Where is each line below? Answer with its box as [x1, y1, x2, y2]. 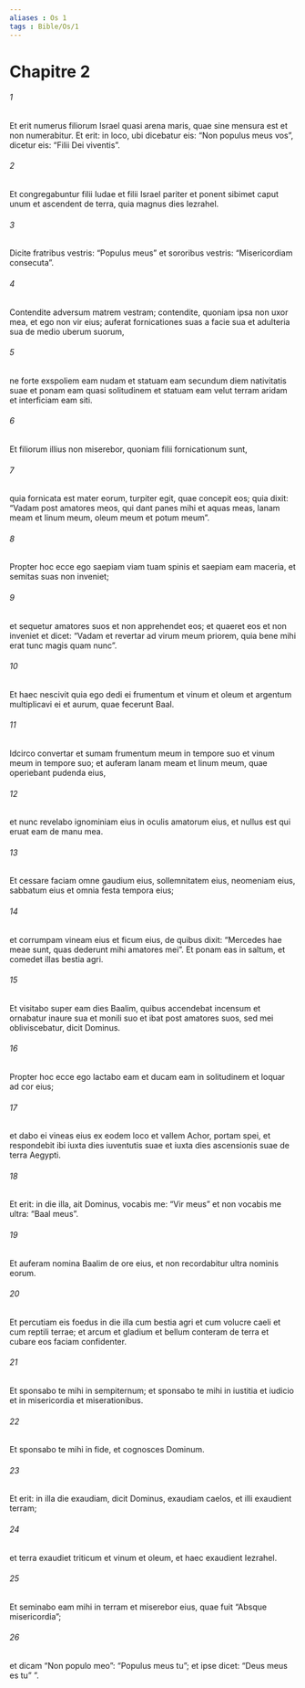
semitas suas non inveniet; [9, 571, 109, 582]
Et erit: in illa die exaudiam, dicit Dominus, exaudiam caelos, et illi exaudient [9, 1494, 292, 1505]
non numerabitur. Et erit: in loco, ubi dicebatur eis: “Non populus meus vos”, [9, 130, 294, 141]
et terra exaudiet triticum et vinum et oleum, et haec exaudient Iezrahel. [9, 1552, 278, 1563]
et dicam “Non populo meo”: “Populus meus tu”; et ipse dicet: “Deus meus [9, 1660, 289, 1671]
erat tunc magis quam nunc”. [9, 640, 117, 651]
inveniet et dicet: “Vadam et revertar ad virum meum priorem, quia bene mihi [9, 630, 297, 641]
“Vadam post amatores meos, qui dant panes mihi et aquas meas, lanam [9, 503, 280, 514]
